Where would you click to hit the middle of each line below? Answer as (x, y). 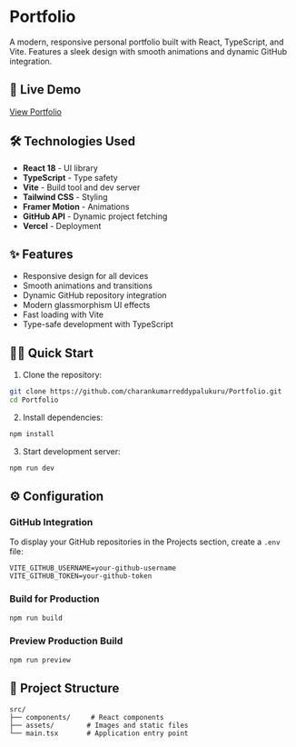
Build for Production (54, 599)
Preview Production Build (66, 641)
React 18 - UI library (60, 168)
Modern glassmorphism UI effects (86, 305)
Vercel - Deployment (62, 225)
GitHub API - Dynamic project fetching (95, 216)
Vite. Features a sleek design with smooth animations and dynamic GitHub (148, 51)
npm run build (36, 618)
